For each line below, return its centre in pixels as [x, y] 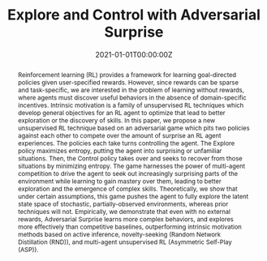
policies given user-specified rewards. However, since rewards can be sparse [128, 82]
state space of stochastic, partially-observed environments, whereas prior [123, 204]
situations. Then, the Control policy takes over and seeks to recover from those [130, 158]
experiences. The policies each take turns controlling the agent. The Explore [126, 143]
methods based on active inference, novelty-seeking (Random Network [119, 234]
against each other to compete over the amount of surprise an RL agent [119, 135]
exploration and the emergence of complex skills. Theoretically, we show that [128, 188]
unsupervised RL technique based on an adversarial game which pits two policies [133, 128]
